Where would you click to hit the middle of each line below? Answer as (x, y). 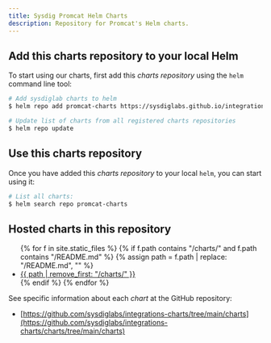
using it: (21, 182)
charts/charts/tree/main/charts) (73, 331)
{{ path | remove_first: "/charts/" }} (77, 274)
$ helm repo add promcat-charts (63, 107)
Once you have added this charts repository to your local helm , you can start (135, 173)
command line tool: (40, 84)
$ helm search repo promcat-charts (68, 204)
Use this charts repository (75, 154)
